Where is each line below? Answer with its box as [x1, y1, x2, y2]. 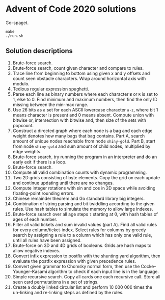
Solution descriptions [5, 47, 73, 55]
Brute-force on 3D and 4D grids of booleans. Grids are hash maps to [12, 242, 152, 248]
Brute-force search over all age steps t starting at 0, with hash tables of [12, 211, 158, 217]
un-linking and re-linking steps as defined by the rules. [12, 289, 124, 295]
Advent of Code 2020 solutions [5, 3, 137, 15]
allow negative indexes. [12, 247, 60, 253]
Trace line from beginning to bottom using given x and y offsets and [12, 70, 150, 76]
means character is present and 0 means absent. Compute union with [12, 112, 154, 118]
